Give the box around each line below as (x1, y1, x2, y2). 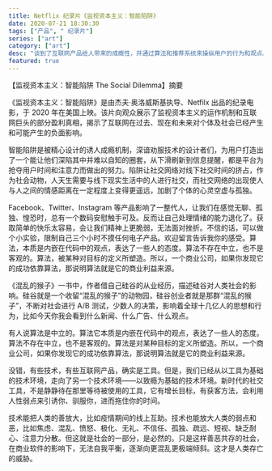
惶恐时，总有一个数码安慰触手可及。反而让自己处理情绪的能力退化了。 (22, 212, 257, 223)
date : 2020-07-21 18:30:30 (8, 19, 100, 28)
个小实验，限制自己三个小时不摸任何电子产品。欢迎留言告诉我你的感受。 (8, 232, 249, 243)
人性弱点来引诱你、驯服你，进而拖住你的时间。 (8, 396, 164, 405)
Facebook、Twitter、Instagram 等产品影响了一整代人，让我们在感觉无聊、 (8, 202, 257, 212)
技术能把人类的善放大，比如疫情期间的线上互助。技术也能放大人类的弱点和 (8, 413, 257, 422)
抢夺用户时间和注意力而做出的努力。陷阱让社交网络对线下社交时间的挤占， (8, 165, 257, 175)
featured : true (8, 57, 60, 66)
